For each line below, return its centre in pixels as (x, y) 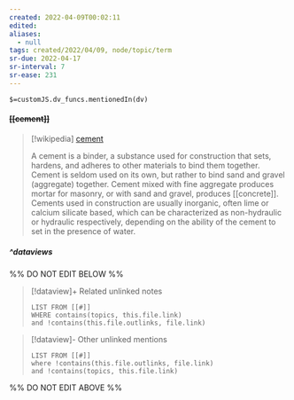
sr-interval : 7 (37, 67)
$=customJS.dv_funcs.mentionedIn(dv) (79, 99)
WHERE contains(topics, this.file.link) (106, 315)
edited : (23, 26)
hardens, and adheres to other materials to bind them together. (145, 165)
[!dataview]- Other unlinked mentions (99, 339)
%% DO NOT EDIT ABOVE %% (66, 388)
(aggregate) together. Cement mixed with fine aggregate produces (152, 184)
